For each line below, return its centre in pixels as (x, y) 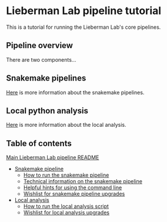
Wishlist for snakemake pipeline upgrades (74, 194)
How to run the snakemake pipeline (66, 175)
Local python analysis (47, 111)
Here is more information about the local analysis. (66, 125)
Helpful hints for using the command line (73, 188)
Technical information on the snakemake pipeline (83, 181)
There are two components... (41, 59)
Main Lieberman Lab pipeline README (53, 157)
